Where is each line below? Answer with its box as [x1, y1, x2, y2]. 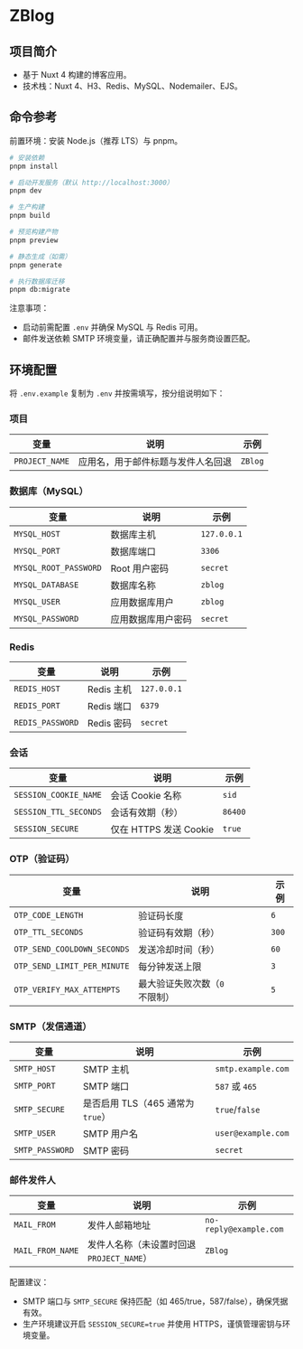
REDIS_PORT [14, 701, 60, 711]
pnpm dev [9, 186, 42, 195]
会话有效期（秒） [110, 806, 183, 819]
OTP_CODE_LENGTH [14, 910, 84, 920]
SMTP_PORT [14, 1081, 56, 1091]
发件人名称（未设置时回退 [87, 1239, 197, 1251]
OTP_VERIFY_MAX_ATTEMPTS [14, 984, 121, 995]
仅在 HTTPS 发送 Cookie [110, 823, 215, 836]
